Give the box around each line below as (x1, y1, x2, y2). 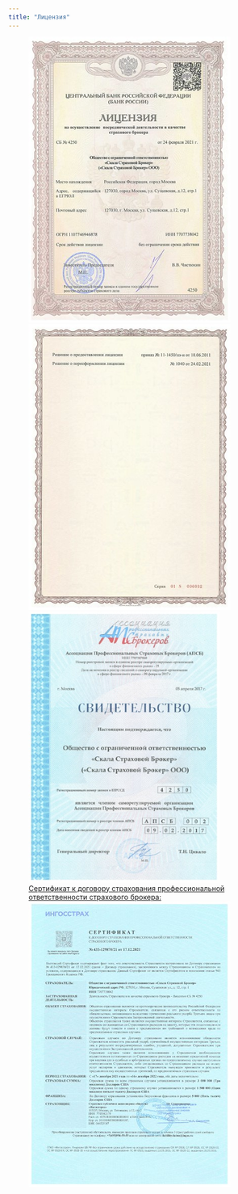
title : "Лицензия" (8, 13, 70, 21)
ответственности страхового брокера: (28, 892, 161, 902)
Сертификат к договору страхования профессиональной (28, 883, 225, 893)
